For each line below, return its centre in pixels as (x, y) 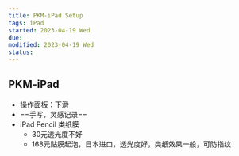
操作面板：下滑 (44, 105)
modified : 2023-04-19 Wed (51, 45)
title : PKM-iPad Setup (46, 15)
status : (21, 52)
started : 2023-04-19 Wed (49, 30)
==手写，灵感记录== (53, 114)
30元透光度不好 (57, 134)
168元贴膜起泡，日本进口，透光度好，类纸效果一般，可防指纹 (131, 144)
